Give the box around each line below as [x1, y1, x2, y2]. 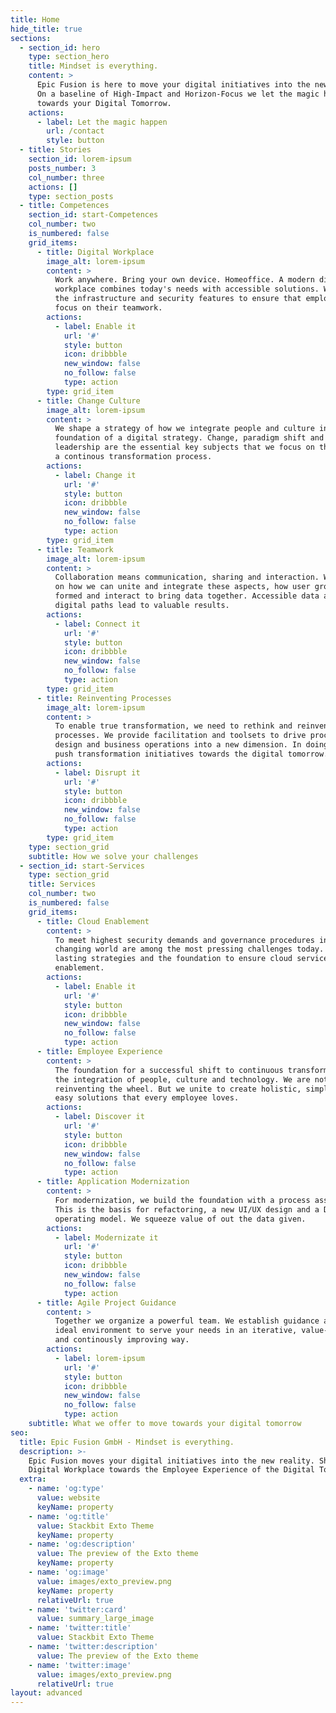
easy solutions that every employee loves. [54, 1093, 240, 1103]
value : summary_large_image [36, 1614, 155, 1624]
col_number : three [28, 172, 105, 183]
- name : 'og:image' [28, 1567, 110, 1577]
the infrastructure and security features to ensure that [54, 294, 302, 304]
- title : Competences [19, 201, 110, 211]
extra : [19, 1474, 47, 1485]
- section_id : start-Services [19, 861, 145, 871]
